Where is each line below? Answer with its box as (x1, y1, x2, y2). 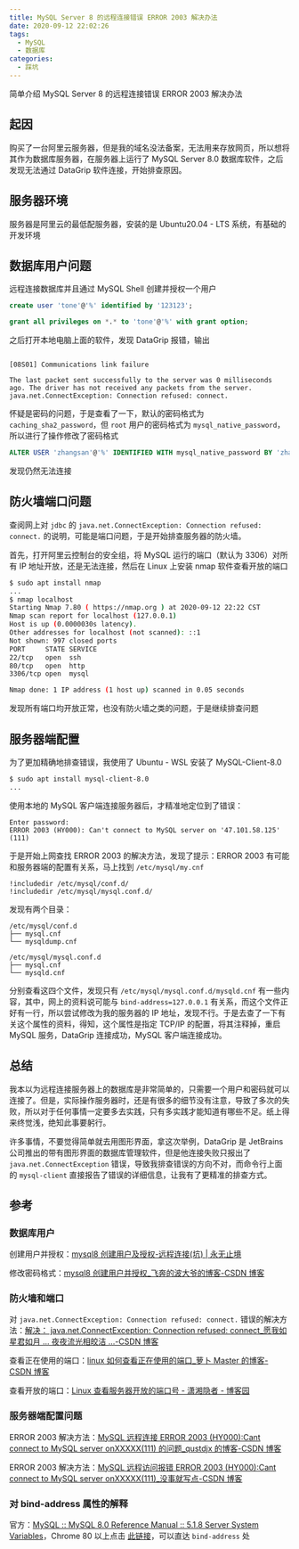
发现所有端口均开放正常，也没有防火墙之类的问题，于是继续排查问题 (9, 703, 259, 714)
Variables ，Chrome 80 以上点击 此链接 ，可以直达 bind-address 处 (9, 1530, 251, 1542)
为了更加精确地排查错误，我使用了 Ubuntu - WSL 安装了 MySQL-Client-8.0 (9, 757, 282, 767)
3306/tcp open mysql (9, 669, 90, 678)
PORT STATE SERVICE (9, 644, 98, 653)
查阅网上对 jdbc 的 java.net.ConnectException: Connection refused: (9, 519, 263, 530)
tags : (9, 29, 29, 38)
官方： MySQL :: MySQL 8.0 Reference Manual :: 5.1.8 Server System (9, 1520, 260, 1530)
